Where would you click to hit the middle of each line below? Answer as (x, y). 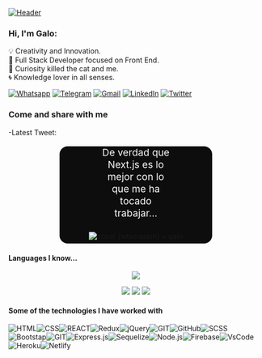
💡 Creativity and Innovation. (55, 51)
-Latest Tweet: (33, 132)
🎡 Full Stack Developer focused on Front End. (84, 60)
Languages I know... (43, 258)
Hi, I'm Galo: (33, 33)
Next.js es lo (136, 164)
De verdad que (136, 152)
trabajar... (136, 213)
